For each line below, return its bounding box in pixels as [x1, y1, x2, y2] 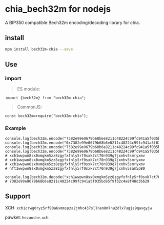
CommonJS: [17, 104, 42, 110]
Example [5, 125, 26, 132]
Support [5, 192, 31, 200]
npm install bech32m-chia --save [5, 46, 73, 52]
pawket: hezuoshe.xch [5, 214, 49, 221]
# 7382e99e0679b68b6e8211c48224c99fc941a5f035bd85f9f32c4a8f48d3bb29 [5, 179, 150, 184]
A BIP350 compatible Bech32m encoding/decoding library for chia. [5, 20, 140, 25]
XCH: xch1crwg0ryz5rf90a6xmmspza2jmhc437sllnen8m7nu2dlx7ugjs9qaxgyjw [5, 205, 152, 211]
